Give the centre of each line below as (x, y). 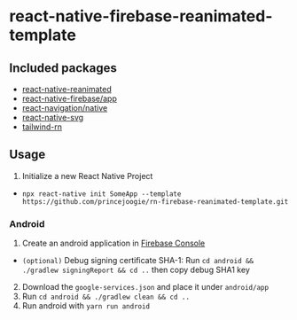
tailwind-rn (42, 127)
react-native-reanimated (67, 89)
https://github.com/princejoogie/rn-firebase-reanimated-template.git (155, 201)
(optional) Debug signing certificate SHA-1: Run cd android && (138, 261)
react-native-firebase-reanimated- (141, 16)
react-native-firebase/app (69, 98)
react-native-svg (53, 117)
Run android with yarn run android (86, 306)
